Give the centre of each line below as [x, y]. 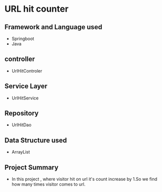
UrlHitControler [27, 71]
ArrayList [21, 152]
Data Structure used [36, 140]
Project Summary [32, 167]
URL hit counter [36, 9]
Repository [22, 113]
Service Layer [26, 86]
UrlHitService [25, 98]
